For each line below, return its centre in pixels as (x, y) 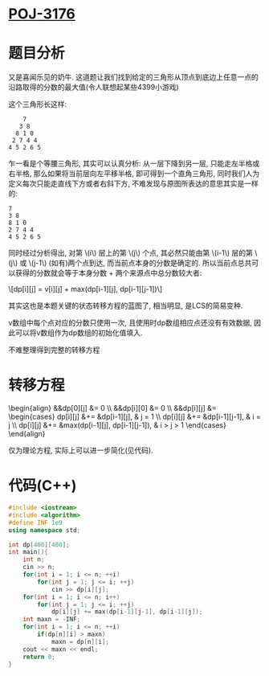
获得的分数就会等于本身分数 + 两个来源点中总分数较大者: (108, 273)
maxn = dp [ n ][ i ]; (80, 641)
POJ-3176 (42, 14)
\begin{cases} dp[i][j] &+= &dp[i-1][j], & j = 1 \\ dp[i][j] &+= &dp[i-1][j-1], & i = (134, 417)
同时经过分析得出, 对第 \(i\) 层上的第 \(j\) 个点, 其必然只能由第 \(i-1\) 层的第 (130, 253)
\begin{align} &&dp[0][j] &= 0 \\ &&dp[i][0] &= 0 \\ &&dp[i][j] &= (112, 408)
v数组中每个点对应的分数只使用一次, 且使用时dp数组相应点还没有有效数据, (130, 323)
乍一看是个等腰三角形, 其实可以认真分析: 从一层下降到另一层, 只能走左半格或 (134, 164)
